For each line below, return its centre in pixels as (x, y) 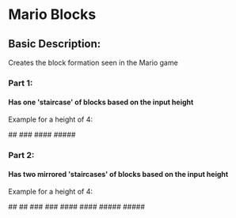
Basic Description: (55, 44)
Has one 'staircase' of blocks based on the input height (101, 102)
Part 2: (21, 156)
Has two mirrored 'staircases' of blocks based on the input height (118, 174)
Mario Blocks (52, 15)
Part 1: (21, 83)
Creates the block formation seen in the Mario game (93, 62)
